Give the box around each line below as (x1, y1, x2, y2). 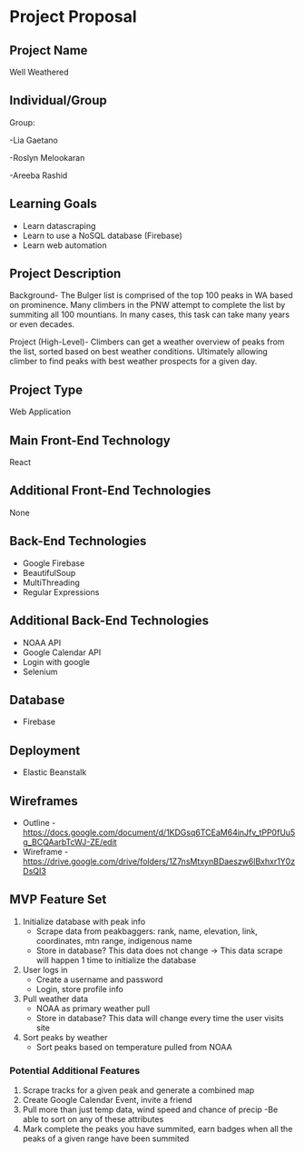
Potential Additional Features (9, 1064, 141, 1077)
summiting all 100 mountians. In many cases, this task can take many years (9, 309, 290, 320)
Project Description (9, 266, 122, 282)
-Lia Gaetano (9, 134, 59, 145)
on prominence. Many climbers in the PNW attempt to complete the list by (9, 300, 286, 311)
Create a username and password (35, 974, 163, 985)
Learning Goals (9, 196, 98, 212)
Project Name (9, 43, 88, 58)
